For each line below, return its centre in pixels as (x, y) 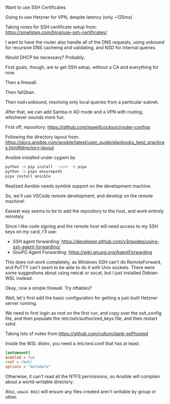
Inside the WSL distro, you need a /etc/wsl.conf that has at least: (73, 343)
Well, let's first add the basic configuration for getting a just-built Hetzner (81, 298)
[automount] (18, 353)
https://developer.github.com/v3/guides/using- (110, 241)
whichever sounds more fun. (35, 117)
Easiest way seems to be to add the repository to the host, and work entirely (85, 211)
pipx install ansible (28, 176)
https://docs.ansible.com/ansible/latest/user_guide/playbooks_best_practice (85, 142)
